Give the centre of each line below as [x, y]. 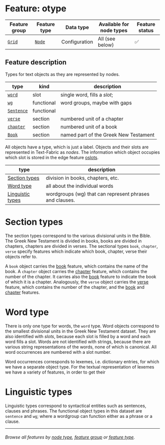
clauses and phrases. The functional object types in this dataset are [74, 411]
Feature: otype [36, 9]
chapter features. [23, 292]
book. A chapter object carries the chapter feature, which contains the [76, 271]
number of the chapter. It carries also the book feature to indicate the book [81, 276]
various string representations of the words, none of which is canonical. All [81, 347]
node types [114, 30]
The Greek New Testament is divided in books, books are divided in [73, 241]
